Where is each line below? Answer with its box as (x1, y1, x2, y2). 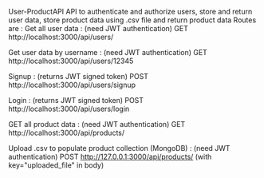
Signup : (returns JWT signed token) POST (8, 72, 149, 81)
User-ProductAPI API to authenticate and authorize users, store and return (8, 7, 253, 16)
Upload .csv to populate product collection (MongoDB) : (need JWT (8, 144, 231, 152)
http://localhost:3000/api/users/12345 (8, 56, 134, 65)
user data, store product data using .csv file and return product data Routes (8, 15, 257, 25)
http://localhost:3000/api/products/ (8, 128, 125, 137)
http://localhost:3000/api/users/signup (8, 80, 136, 89)
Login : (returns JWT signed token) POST (8, 96, 144, 105)
